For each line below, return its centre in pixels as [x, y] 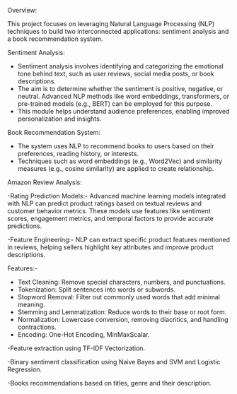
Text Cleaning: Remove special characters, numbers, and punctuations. [122, 282]
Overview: [22, 10]
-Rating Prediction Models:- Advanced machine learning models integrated [117, 196]
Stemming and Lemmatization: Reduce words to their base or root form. [122, 312]
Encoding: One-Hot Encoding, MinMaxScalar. [83, 334]
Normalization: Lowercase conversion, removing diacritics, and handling [123, 320]
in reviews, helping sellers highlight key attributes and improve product [110, 247]
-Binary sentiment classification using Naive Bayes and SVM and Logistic [114, 362]
